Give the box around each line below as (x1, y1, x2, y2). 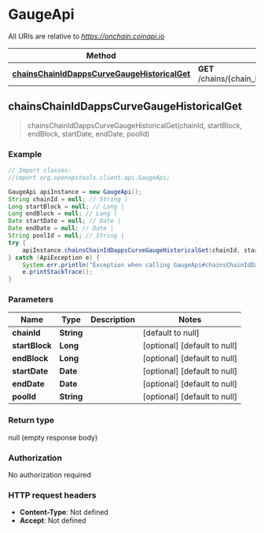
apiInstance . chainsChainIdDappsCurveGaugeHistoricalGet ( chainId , (22, 246, 241, 254)
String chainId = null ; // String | (8, 195, 128, 203)
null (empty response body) (8, 433, 98, 442)
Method (86, 49, 116, 60)
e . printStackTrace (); (22, 268, 93, 276)
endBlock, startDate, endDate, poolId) (27, 129, 150, 138)
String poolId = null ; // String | (8, 232, 125, 240)
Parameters (8, 294, 53, 305)
